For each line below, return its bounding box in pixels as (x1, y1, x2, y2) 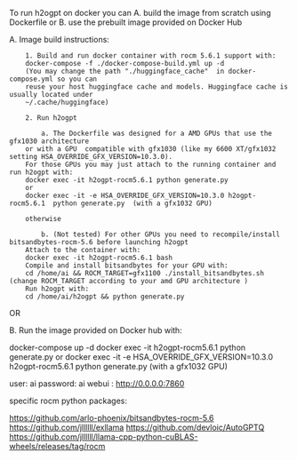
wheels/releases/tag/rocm (9, 441, 106, 451)
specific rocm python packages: (9, 395, 127, 406)
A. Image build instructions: (9, 35, 109, 44)
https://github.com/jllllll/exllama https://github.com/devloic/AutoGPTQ (9, 422, 265, 432)
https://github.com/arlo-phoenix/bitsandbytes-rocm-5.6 (9, 413, 215, 423)
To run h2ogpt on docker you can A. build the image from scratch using (9, 8, 271, 18)
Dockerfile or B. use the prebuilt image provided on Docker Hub (9, 17, 243, 28)
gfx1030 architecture (9, 137, 90, 146)
